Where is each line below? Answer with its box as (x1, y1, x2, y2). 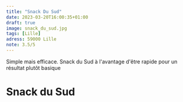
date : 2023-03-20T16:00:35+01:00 (6, 14, 89, 20)
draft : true (6, 20, 35, 26)
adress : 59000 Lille (6, 36, 57, 42)
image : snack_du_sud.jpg (6, 25, 67, 31)
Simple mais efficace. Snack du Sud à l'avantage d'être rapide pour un (6, 58, 178, 65)
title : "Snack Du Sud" (6, 8, 62, 15)
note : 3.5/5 (6, 42, 35, 48)
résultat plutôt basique (6, 64, 61, 71)
